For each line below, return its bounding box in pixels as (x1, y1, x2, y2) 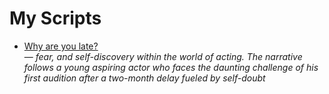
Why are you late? (23, 40, 99, 52)
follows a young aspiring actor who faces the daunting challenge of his (23, 61, 319, 73)
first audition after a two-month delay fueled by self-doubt (23, 72, 266, 84)
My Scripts (9, 7, 102, 30)
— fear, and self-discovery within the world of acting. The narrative (23, 50, 303, 62)
